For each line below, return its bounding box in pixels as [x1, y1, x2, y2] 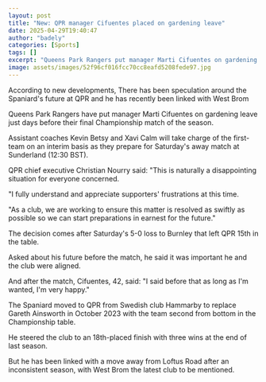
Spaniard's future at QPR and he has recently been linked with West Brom [8, 93, 249, 103]
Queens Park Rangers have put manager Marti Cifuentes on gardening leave [8, 109, 258, 119]
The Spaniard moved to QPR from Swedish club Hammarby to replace [8, 300, 237, 310]
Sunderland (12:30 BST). [8, 150, 89, 159]
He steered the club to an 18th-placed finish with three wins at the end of [8, 332, 248, 342]
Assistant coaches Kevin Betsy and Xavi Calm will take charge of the [8, 133, 232, 142]
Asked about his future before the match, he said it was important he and [8, 252, 248, 262]
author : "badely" [8, 33, 66, 42]
